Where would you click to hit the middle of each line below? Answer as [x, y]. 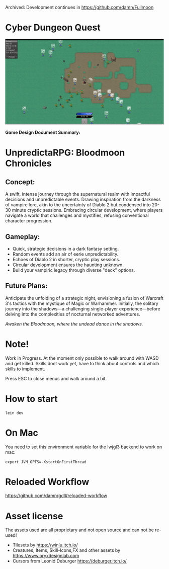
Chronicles [28, 164]
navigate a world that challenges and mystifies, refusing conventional [77, 215]
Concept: [20, 182]
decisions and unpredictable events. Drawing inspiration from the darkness [83, 199]
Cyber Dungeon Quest [53, 28]
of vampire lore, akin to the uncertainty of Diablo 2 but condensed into [78, 205]
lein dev [14, 413]
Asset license [34, 516]
